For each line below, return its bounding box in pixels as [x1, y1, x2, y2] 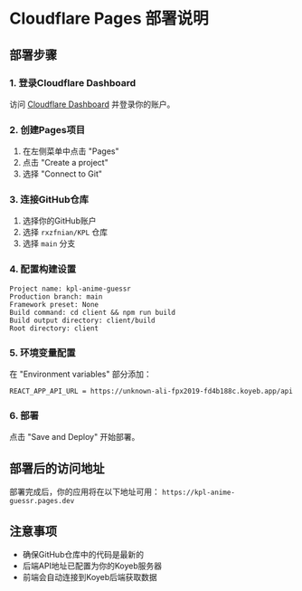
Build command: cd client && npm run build [9, 308, 176, 317]
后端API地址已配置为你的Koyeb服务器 [22, 560, 163, 571]
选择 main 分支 [22, 238, 76, 249]
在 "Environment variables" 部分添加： [9, 368, 152, 380]
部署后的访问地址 [9, 461, 105, 476]
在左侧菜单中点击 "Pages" [22, 146, 119, 157]
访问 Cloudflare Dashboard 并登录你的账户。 [9, 99, 175, 110]
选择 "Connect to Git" [22, 168, 102, 179]
